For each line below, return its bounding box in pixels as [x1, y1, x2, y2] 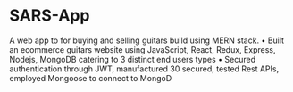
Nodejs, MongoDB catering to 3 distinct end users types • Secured [9, 54, 256, 64]
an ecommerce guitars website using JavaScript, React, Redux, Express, [9, 44, 276, 54]
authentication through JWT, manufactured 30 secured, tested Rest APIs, [9, 63, 280, 74]
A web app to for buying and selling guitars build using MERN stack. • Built [9, 35, 284, 46]
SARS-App [9, 5, 90, 26]
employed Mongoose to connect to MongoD [9, 72, 172, 83]
